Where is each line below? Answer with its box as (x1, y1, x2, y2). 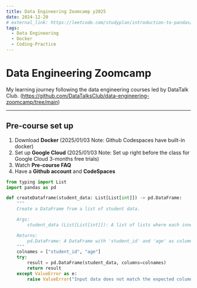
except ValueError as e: (16, 270, 77, 276)
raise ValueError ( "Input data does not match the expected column (27, 276, 193, 282)
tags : (6, 25, 19, 31)
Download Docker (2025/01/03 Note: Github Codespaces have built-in (14, 136, 185, 144)
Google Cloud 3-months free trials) (14, 155, 100, 162)
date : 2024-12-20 (6, 14, 49, 20)
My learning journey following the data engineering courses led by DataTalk (6, 86, 189, 93)
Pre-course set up (6, 121, 74, 131)
